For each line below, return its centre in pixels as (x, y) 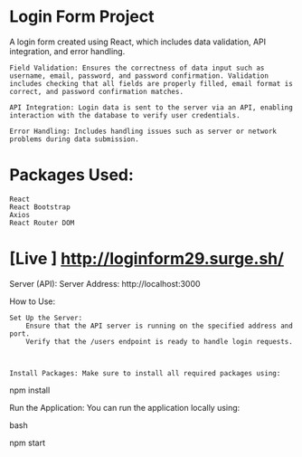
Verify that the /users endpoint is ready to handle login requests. (160, 341)
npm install (30, 390)
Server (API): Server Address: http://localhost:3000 (105, 283)
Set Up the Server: (46, 318)
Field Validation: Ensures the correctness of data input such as (137, 68)
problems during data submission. (75, 139)
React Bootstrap (40, 207)
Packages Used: (71, 175)
